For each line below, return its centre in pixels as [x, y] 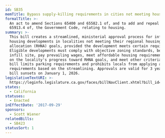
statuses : [15, 96]
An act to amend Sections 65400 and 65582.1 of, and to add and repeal [84, 23]
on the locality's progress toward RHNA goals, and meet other [75, 60]
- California [23, 92]
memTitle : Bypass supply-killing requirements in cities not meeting [78, 14]
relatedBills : [20, 119]
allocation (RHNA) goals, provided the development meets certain [79, 46]
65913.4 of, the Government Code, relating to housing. [68, 28]
